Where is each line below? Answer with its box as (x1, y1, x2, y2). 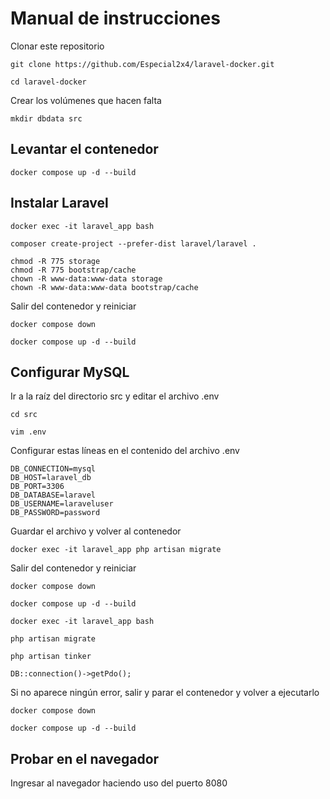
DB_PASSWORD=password (10, 508, 101, 518)
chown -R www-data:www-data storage (10, 273, 163, 284)
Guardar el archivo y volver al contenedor (10, 525, 182, 537)
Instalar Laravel (10, 195, 109, 212)
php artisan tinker (10, 652, 92, 662)
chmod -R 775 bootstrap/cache (10, 265, 137, 275)
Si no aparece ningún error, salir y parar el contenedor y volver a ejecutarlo (10, 687, 320, 699)
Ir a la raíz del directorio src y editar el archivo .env (10, 390, 220, 402)
